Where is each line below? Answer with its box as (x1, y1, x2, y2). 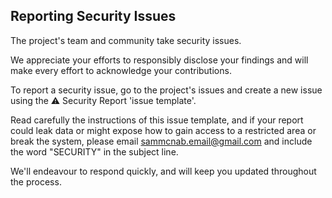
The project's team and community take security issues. (10, 34, 242, 46)
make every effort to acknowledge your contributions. (10, 64, 232, 76)
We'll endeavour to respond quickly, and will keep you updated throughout (10, 165, 317, 177)
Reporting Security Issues (10, 8, 177, 25)
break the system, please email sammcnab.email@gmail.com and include (10, 135, 313, 147)
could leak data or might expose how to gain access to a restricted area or (10, 124, 317, 136)
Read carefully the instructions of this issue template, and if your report (10, 114, 304, 126)
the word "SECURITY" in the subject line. (10, 145, 179, 158)
